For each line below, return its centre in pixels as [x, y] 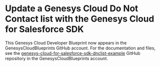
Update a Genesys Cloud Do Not [72, 9]
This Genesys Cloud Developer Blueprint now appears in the [66, 43]
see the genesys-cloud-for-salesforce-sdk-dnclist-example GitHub [73, 53]
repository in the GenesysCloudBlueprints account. [57, 58]
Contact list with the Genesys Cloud [80, 19]
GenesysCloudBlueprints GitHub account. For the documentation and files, [80, 48]
